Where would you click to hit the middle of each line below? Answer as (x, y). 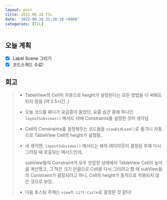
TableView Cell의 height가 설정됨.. (69, 135)
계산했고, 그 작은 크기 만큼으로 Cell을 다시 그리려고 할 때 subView (95, 169)
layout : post (19, 10)
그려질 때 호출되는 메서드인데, (54, 152)
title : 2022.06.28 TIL (29, 15)
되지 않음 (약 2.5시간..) (47, 101)
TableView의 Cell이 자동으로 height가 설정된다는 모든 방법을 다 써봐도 (93, 95)
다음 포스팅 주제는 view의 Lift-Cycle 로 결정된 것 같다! (78, 192)
